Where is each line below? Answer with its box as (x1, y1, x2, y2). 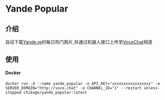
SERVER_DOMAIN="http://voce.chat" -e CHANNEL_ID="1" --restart (5, 85, 142, 90)
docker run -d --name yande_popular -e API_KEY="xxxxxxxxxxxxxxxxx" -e (5, 81, 160, 86)
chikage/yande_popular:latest (23, 90, 87, 95)
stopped (5, 90, 22, 95)
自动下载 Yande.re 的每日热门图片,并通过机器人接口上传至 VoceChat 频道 (5, 39, 153, 45)
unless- (144, 85, 160, 90)
